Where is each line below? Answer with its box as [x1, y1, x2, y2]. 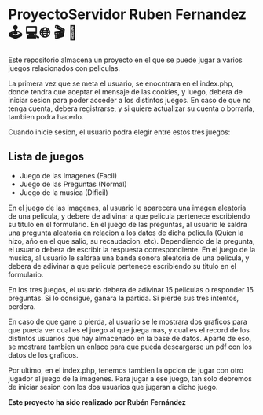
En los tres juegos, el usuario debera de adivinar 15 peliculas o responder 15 [8, 285, 254, 294]
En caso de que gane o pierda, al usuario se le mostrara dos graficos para [8, 317, 247, 326]
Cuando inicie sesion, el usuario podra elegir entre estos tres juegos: [8, 127, 231, 137]
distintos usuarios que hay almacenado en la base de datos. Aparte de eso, [8, 333, 252, 343]
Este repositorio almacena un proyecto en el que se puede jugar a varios [8, 55, 243, 64]
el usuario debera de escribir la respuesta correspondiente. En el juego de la [8, 244, 256, 254]
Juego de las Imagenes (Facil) [19, 171, 118, 180]
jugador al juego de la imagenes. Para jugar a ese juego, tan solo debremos [8, 373, 253, 383]
